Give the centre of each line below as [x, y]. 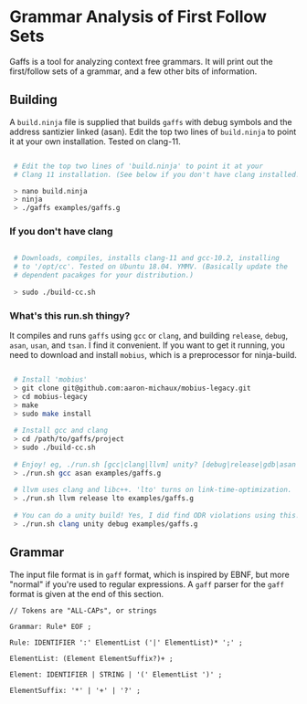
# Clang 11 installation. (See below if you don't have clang [134, 174]
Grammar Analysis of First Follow [138, 17]
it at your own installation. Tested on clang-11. [95, 141]
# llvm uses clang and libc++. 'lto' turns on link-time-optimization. [153, 490]
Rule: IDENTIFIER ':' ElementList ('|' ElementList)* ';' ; [127, 642]
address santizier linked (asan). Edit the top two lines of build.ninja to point [153, 131]
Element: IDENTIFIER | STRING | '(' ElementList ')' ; [116, 674]
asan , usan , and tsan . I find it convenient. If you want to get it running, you [148, 345]
